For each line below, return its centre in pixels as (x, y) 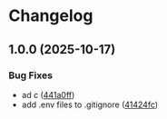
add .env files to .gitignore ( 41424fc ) (90, 104)
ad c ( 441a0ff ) (48, 94)
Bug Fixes (31, 75)
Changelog (51, 16)
